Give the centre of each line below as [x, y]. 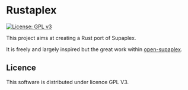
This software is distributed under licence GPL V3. [68, 82]
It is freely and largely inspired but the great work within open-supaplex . [94, 49]
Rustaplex [31, 10]
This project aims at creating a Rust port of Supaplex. [71, 38]
